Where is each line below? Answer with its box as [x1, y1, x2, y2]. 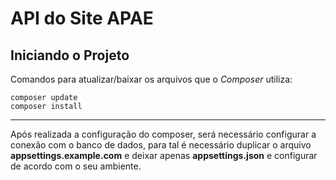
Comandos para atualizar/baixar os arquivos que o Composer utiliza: [10, 73, 293, 85]
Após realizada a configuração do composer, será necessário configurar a [10, 128, 317, 140]
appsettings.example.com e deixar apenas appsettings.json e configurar [10, 150, 318, 161]
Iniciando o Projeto [10, 47, 130, 64]
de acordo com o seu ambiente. [10, 160, 142, 172]
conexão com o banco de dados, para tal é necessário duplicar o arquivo [10, 139, 312, 151]
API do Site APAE [10, 7, 154, 30]
